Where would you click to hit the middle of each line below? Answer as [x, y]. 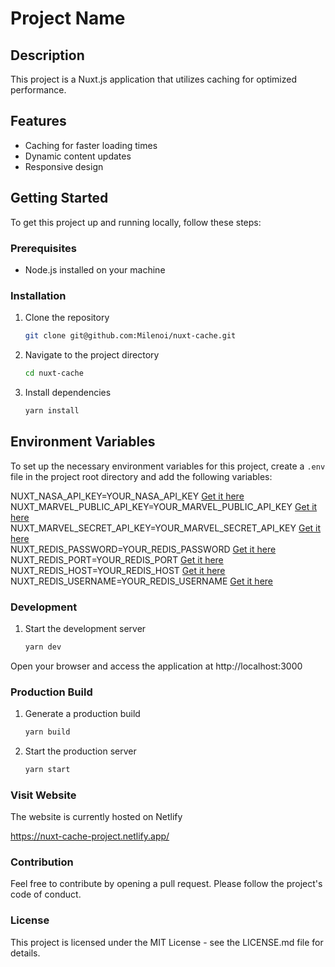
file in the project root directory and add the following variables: [141, 476]
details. [25, 953]
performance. [38, 90]
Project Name [68, 18]
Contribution [42, 862]
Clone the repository [67, 318]
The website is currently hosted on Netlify [96, 817]
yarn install [52, 410]
